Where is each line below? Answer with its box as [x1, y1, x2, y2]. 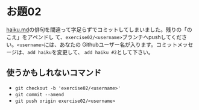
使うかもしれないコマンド [6, 68, 101, 78]
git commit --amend [14, 91, 65, 97]
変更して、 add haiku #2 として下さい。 [57, 48, 154, 55]
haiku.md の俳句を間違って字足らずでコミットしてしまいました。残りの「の [6, 26, 192, 33]
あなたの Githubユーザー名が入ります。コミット [59, 41, 178, 48]
